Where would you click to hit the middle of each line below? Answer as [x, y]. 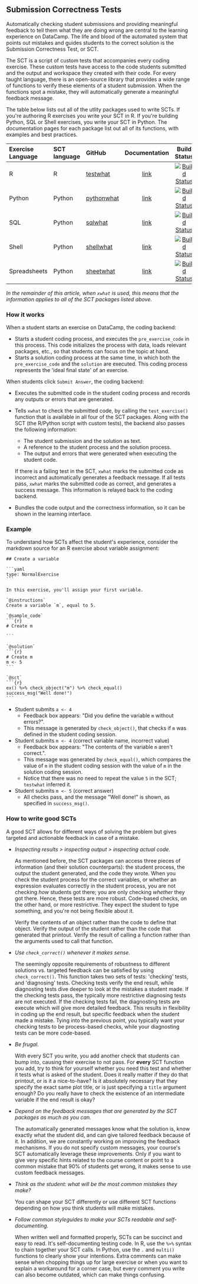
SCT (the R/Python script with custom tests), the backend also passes [100, 423]
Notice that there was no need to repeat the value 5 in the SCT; [100, 779]
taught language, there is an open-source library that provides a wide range [98, 79]
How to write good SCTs [41, 819]
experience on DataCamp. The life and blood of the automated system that [97, 36]
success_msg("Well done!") [39, 693]
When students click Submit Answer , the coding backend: [75, 382]
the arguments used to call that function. [64, 941]
